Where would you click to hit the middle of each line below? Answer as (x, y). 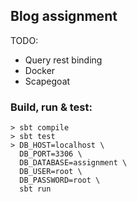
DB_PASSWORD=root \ (60, 180)
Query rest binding (63, 60)
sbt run (35, 189)
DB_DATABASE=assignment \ (73, 163)
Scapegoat (47, 81)
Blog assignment (64, 16)
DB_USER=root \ (51, 172)
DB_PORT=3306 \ (51, 154)
